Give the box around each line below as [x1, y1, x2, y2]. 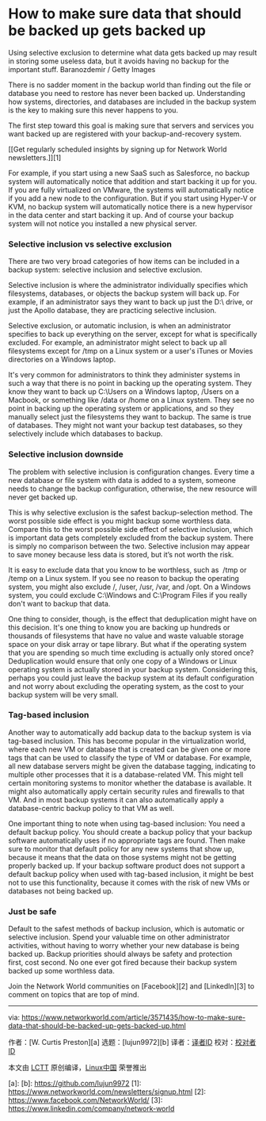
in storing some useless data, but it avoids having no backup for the [8, 56, 230, 66]
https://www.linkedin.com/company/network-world [8, 1104, 175, 1114]
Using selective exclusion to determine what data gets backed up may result [8, 48, 257, 57]
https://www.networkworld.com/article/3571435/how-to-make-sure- [21, 1012, 246, 1023]
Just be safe [8, 905, 57, 916]
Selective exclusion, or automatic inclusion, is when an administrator [8, 321, 231, 331]
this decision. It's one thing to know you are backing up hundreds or [8, 622, 230, 632]
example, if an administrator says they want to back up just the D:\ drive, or [8, 297, 253, 307]
